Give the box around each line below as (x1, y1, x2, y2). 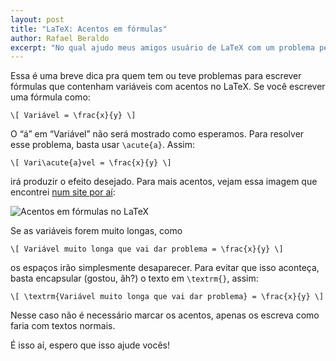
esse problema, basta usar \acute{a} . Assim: (10, 139, 195, 151)
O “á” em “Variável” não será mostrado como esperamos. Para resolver (10, 128, 305, 140)
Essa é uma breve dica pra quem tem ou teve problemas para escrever (10, 70, 302, 82)
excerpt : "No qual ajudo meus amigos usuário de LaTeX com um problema (10, 42, 315, 53)
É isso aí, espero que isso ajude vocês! (10, 339, 170, 351)
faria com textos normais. (10, 320, 116, 332)
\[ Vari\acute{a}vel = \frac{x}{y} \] (10, 158, 172, 168)
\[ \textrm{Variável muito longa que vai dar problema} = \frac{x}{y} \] (10, 292, 325, 302)
